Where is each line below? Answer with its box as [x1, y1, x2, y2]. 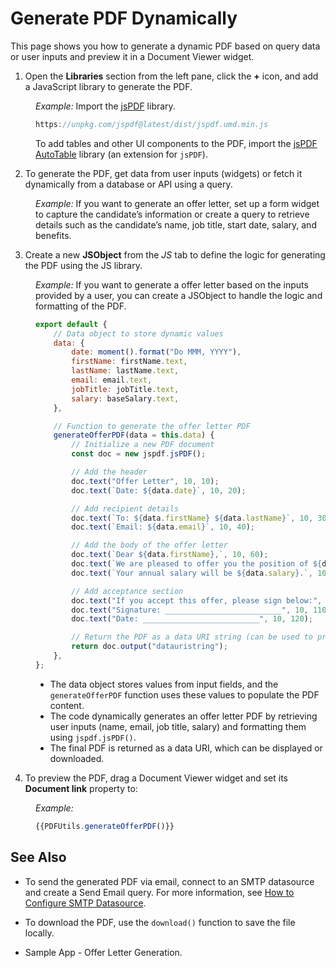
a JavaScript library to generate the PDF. [24, 80, 193, 92]
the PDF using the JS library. [24, 259, 143, 271]
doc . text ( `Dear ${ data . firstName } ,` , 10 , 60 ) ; [71, 550, 269, 560]
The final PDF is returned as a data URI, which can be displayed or [49, 742, 323, 754]
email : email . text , [71, 375, 153, 386]
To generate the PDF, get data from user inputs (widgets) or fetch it [24, 167, 303, 179]
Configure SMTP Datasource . [24, 897, 147, 909]
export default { [35, 319, 108, 329]
